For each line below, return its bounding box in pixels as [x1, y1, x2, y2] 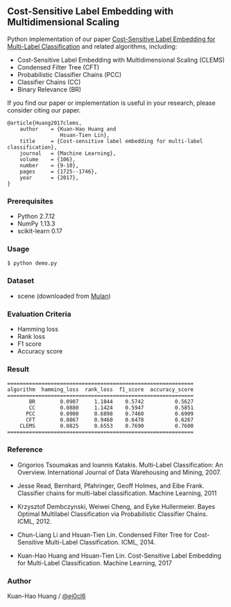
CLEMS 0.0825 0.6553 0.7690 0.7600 [19, 423, 194, 430]
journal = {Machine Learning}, [19, 149, 117, 157]
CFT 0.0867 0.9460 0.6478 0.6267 [25, 417, 194, 424]
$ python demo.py [7, 260, 58, 267]
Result [7, 364, 30, 374]
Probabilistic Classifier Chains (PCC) [17, 70, 122, 78]
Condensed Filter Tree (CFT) [17, 63, 100, 72]
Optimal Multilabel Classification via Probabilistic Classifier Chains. [17, 510, 208, 518]
